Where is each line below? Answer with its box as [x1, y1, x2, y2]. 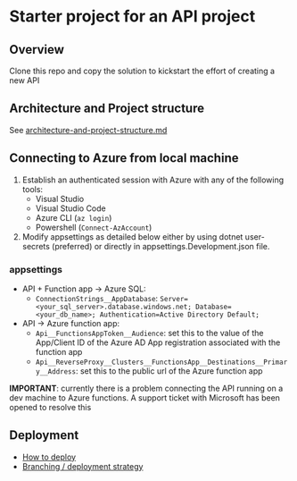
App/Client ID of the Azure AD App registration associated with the [35, 337, 281, 348]
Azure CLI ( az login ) [35, 212, 112, 223]
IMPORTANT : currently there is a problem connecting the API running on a [9, 383, 284, 393]
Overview [9, 42, 65, 57]
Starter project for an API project [9, 6, 256, 27]
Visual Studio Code [35, 203, 106, 214]
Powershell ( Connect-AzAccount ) [35, 222, 153, 232]
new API [9, 75, 40, 86]
